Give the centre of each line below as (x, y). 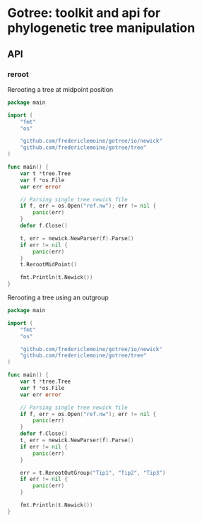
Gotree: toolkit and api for (84, 13)
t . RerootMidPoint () (49, 265)
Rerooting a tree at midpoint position (60, 89)
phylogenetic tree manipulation (101, 28)
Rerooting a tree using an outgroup (58, 297)
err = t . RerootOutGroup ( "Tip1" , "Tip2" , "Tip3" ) (93, 473)
